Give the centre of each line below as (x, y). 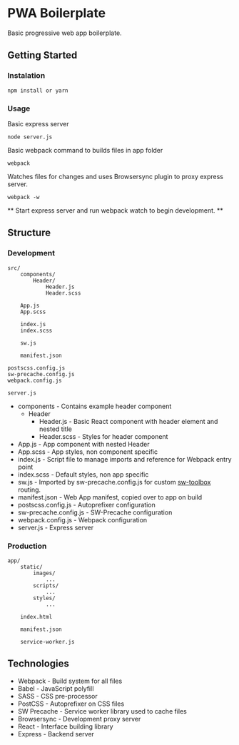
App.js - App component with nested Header (83, 444)
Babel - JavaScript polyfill (56, 688)
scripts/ (46, 586)
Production (27, 546)
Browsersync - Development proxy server (79, 719)
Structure (29, 233)
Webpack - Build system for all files (70, 681)
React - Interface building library (65, 726)
